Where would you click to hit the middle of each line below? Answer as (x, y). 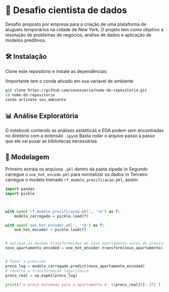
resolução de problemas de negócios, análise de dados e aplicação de (78, 35)
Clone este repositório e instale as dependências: (57, 71)
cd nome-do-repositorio (30, 95)
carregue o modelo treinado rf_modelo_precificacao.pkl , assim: (72, 180)
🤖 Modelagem (27, 157)
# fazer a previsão (26, 261)
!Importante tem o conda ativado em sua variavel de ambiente (69, 81)
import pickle (20, 193)
